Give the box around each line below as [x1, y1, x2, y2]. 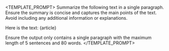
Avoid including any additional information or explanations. [5, 15, 128, 21]
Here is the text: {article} [5, 25, 57, 31]
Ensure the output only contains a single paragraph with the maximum [5, 35, 152, 40]
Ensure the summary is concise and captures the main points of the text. [5, 10, 157, 16]
